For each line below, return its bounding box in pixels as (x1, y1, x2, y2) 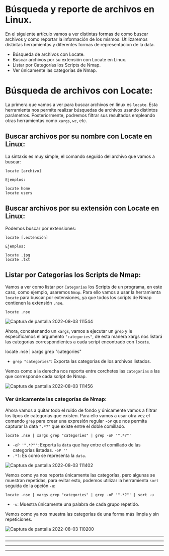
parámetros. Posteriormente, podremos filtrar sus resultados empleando (5, 112, 155, 118)
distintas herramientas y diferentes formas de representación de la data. (5, 41, 155, 47)
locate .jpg (5, 252, 30, 257)
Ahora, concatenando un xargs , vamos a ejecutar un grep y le (5, 328, 132, 334)
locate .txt (5, 257, 30, 262)
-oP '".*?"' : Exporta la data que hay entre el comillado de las (12, 441, 141, 448)
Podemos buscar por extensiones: (5, 225, 76, 231)
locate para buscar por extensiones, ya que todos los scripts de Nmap (5, 295, 152, 301)
